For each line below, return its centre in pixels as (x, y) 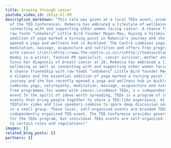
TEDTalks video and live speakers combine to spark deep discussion (84, 105)
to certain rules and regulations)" (49, 123)
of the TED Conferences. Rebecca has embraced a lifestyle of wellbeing (89, 24)
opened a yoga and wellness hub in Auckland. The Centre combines (82, 43)
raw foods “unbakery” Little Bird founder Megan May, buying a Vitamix (88, 34)
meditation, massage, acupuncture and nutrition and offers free (81, 48)
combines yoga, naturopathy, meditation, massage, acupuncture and (83, 85)
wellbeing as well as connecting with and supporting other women (82, 67)
